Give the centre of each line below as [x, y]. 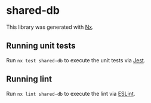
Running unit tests [41, 46]
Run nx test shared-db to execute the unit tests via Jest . [76, 60]
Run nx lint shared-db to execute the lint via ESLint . [71, 93]
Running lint [29, 79]
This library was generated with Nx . [50, 27]
